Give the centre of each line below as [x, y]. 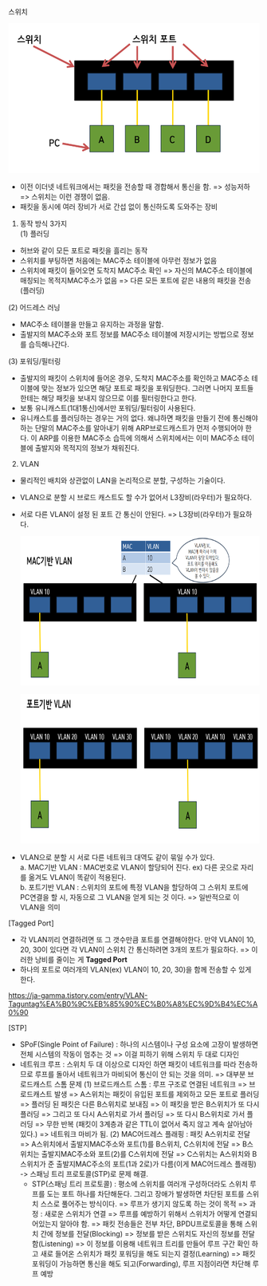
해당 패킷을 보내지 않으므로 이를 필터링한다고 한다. [119, 398]
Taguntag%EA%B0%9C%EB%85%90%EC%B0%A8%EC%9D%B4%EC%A [133, 1004]
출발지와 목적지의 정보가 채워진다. [87, 448]
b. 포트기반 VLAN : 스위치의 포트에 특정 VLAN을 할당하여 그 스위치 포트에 [134, 887]
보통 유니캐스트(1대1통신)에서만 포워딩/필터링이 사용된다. [108, 408]
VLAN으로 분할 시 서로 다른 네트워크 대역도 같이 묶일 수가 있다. [117, 857]
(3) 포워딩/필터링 [35, 361]
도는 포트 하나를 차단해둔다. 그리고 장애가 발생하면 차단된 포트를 [145, 1194]
